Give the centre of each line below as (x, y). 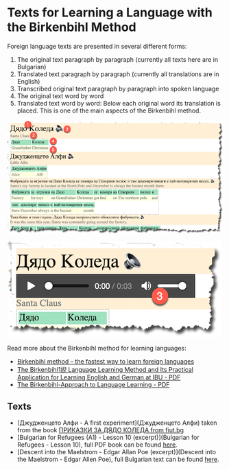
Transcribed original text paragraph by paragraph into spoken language (118, 89)
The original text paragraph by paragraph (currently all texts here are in (117, 59)
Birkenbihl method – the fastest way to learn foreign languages (105, 362)
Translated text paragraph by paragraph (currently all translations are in (118, 74)
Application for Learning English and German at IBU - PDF (99, 377)
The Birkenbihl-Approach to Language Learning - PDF (93, 385)
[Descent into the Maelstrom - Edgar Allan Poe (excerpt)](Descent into (116, 452)
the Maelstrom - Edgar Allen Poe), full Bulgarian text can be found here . (118, 459)
